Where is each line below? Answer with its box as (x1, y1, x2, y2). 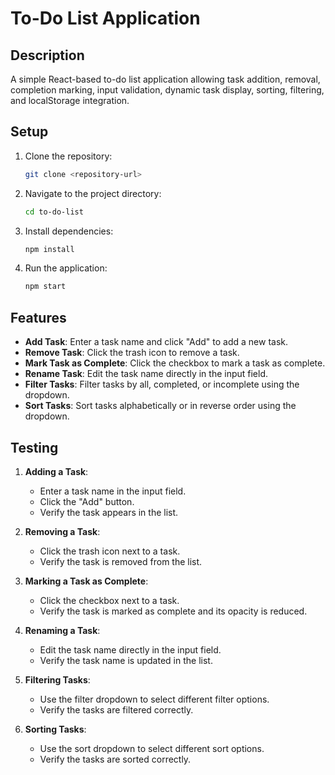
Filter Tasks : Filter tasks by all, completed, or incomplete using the (24, 378, 300, 391)
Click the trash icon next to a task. (39, 545, 181, 557)
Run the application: (24, 262, 108, 274)
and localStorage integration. (10, 95, 130, 106)
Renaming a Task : (24, 624, 101, 636)
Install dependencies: (24, 225, 114, 237)
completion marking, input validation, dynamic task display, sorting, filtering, (10, 84, 325, 96)
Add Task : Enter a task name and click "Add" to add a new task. (24, 336, 289, 348)
